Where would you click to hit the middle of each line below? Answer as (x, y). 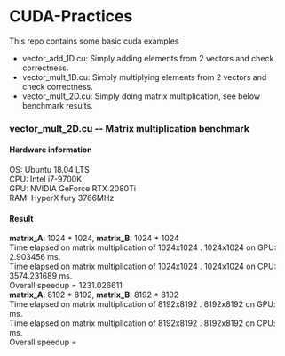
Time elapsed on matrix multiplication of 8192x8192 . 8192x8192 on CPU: (142, 323)
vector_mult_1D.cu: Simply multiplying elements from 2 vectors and (144, 77)
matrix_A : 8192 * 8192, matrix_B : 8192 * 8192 (94, 295)
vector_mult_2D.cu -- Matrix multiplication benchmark (130, 128)
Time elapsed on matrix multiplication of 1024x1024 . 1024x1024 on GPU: (143, 247)
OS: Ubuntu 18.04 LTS (50, 170)
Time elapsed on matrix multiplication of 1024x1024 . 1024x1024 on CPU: (143, 267)
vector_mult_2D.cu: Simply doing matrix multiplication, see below (141, 96)
